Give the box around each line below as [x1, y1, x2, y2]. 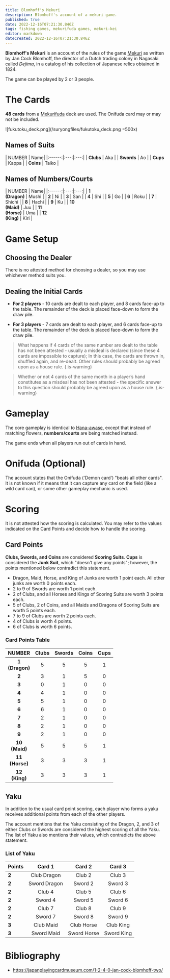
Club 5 [75, 888, 92, 895]
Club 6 [110, 888, 126, 895]
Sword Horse [68, 930, 99, 937]
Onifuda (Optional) [5, 458, 86, 469]
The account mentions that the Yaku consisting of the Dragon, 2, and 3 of [5, 821, 159, 827]
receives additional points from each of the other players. [5, 811, 126, 817]
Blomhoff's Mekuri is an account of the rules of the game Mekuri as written [5, 49, 164, 56]
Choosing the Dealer [5, 254, 72, 262]
